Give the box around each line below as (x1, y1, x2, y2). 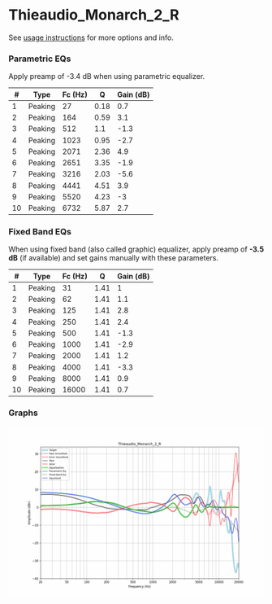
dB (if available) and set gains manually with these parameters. (8, 253, 219, 263)
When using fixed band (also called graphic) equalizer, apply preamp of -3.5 (8, 244, 265, 254)
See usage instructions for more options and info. (8, 33, 175, 42)
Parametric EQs (8, 53, 71, 64)
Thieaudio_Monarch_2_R (8, 6, 180, 24)
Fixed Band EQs (8, 225, 71, 237)
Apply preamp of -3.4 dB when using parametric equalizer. (8, 72, 205, 81)
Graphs (8, 407, 38, 418)
